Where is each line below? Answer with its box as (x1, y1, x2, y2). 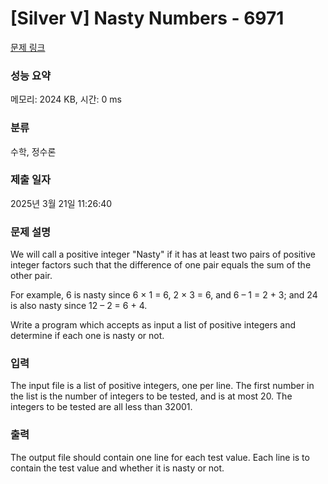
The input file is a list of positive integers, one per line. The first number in (10, 380, 315, 392)
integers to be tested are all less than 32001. (10, 401, 193, 413)
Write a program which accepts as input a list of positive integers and (10, 319, 297, 331)
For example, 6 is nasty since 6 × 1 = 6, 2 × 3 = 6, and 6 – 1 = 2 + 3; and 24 (10, 289, 318, 301)
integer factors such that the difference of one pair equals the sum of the (10, 259, 312, 271)
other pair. (10, 270, 53, 282)
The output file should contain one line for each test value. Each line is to (10, 451, 310, 463)
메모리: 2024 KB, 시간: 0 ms (10, 93, 122, 106)
